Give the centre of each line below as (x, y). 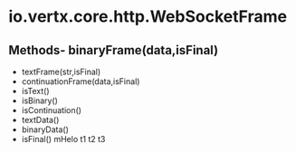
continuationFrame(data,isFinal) (81, 81)
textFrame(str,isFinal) (61, 72)
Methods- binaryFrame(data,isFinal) (114, 50)
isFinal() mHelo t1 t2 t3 (63, 139)
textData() (40, 120)
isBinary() (39, 100)
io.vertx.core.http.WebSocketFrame (148, 17)
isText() (36, 91)
